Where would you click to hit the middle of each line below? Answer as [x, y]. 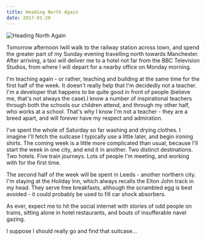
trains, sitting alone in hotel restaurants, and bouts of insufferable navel [97, 212]
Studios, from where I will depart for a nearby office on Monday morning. [99, 67]
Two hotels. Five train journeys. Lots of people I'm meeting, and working [98, 156]
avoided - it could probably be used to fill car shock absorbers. [86, 194]
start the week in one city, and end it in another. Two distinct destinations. [100, 149]
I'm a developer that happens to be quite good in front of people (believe [98, 92]
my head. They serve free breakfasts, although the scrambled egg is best [99, 188]
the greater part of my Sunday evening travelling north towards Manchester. [102, 53]
